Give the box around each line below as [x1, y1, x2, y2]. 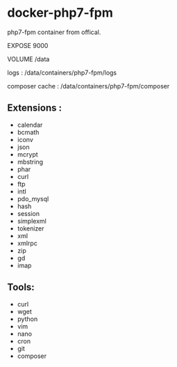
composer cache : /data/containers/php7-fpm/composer [7, 81, 170, 90]
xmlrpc [17, 239, 38, 247]
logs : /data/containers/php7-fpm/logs [7, 68, 117, 77]
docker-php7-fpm [7, 5, 113, 21]
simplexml [17, 217, 47, 225]
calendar [17, 120, 43, 129]
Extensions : [7, 102, 62, 114]
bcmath [17, 127, 40, 136]
